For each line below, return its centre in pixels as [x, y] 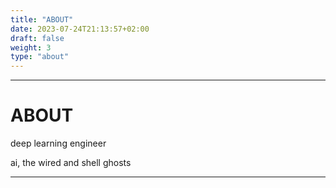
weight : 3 [31, 47]
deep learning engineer [58, 143]
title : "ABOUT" [42, 19]
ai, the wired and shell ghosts [71, 163]
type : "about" [40, 57]
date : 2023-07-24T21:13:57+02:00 [80, 29]
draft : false [37, 38]
